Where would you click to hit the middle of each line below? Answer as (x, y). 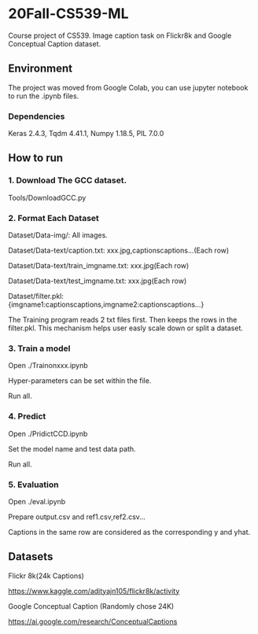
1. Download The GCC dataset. (68, 180)
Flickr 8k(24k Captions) (46, 576)
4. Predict (27, 416)
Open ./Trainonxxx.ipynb (48, 366)
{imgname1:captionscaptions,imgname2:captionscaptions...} (106, 304)
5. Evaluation (33, 485)
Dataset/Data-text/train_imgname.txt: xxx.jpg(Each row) (99, 266)
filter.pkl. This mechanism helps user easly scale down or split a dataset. (126, 328)
